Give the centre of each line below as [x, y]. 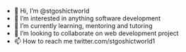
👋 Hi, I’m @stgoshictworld [52, 11]
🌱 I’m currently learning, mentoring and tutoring [83, 26]
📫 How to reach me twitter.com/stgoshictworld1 [85, 41]
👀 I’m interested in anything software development [87, 18]
